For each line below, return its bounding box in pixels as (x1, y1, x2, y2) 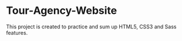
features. (6, 29, 28, 36)
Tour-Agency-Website (6, 4, 117, 17)
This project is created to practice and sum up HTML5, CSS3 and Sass (6, 23, 177, 30)
